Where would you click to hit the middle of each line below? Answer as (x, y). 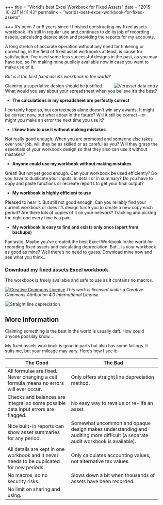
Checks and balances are (36, 397)
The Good (37, 363)
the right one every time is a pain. (38, 218)
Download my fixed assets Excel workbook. (57, 270)
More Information (32, 319)
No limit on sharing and (34, 489)
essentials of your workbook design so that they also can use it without (76, 149)
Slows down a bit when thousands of (113, 475)
